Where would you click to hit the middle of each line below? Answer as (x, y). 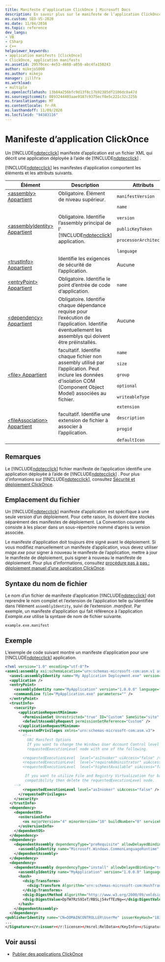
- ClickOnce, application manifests (42, 60)
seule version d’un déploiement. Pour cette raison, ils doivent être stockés (80, 517)
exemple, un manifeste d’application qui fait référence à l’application (74, 611)
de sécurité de (75, 265)
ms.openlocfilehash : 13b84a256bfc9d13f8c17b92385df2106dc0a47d (71, 92)
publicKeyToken (134, 229)
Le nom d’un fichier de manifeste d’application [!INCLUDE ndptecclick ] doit (80, 595)
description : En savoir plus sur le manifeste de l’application (72, 14)
